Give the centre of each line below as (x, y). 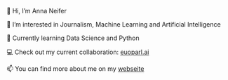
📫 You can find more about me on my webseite (75, 69)
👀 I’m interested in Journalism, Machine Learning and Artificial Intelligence (114, 24)
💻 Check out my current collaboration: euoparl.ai (78, 52)
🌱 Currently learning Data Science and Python (73, 38)
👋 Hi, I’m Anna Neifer (37, 11)
